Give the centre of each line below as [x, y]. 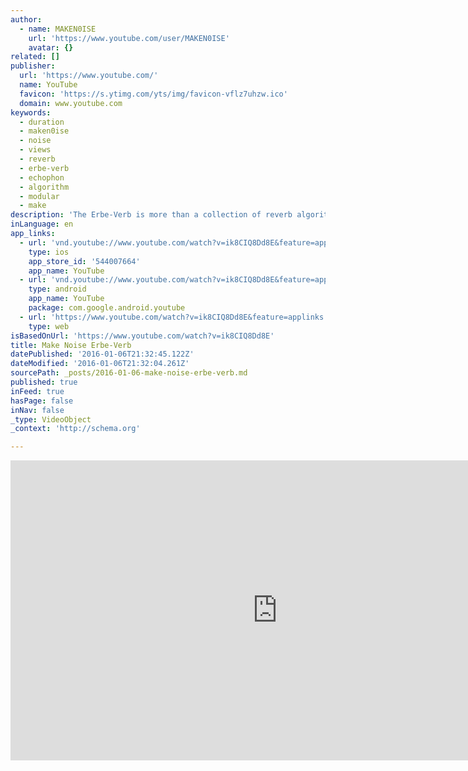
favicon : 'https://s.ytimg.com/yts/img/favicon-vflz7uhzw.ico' [153, 94]
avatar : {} [51, 47]
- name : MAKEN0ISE [58, 29]
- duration [42, 122]
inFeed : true [37, 391]
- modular [39, 196]
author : [26, 19]
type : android [57, 289]
